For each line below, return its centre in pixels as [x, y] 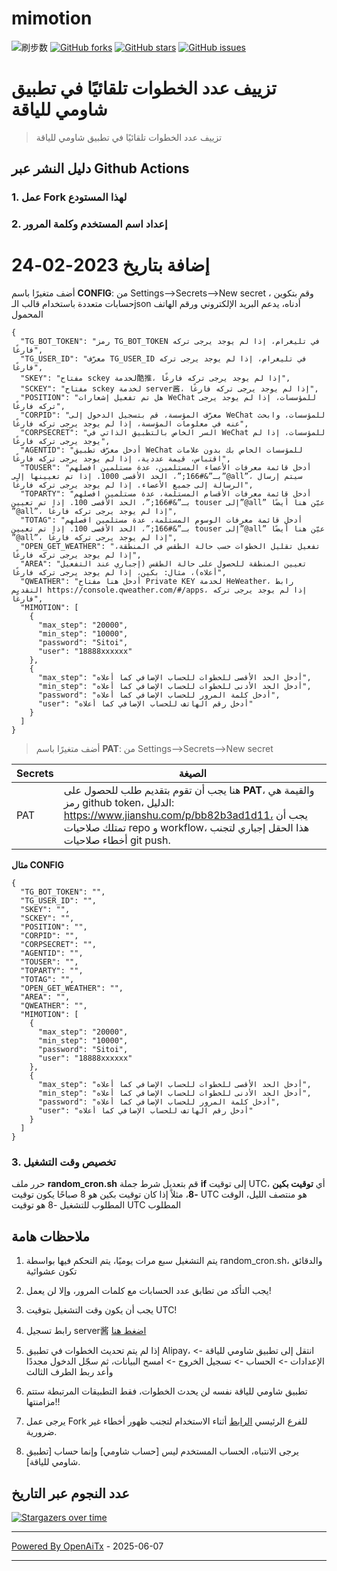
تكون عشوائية [51, 1271]
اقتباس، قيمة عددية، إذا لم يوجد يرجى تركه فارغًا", [121, 459]
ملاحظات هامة [51, 1236]
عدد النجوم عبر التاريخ [70, 1493]
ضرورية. [41, 1432]
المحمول [27, 314]
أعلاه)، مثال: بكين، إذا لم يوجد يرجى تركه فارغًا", [119, 573]
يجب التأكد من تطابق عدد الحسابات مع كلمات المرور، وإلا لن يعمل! [148, 1291]
